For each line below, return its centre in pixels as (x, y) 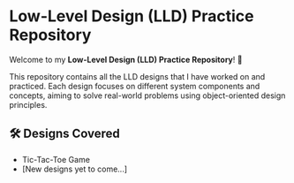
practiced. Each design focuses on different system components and (135, 86)
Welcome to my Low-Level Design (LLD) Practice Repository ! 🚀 (126, 59)
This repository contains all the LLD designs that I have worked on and (137, 76)
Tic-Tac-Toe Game (56, 159)
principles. (28, 104)
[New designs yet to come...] (75, 169)
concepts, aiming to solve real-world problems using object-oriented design (147, 95)
